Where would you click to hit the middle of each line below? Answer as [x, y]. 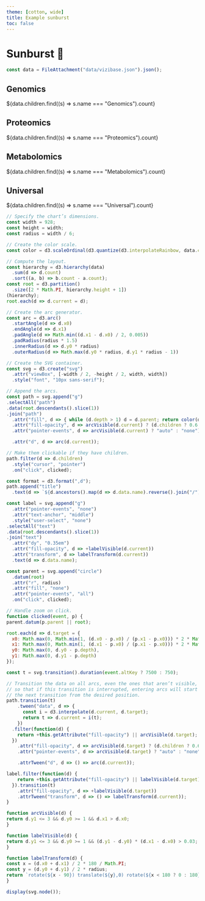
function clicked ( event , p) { [45, 616]
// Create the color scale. [42, 245]
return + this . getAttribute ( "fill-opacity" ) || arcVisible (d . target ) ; [108, 735]
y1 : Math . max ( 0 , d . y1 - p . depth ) [54, 656]
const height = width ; [35, 228]
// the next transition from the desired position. [73, 695]
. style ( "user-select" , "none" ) [52, 520]
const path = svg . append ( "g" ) [45, 397]
